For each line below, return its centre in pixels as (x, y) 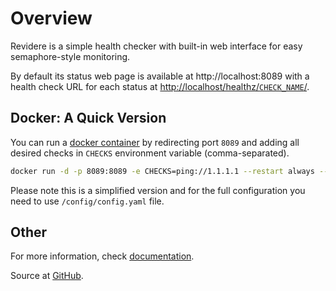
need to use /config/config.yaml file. (87, 201)
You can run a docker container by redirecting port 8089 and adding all (155, 142)
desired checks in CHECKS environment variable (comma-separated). (150, 153)
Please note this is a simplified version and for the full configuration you (158, 190)
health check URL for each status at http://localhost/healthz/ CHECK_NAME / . (160, 86)
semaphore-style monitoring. (70, 56)
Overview (51, 18)
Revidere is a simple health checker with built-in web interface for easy (156, 46)
